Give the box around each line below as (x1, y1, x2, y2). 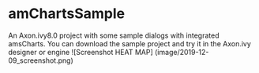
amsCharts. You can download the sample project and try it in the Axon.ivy (8, 38, 251, 48)
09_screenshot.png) (8, 56, 73, 65)
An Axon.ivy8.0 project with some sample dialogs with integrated (8, 31, 220, 40)
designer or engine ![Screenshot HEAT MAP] (8, 47, 154, 57)
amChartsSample (8, 5, 125, 23)
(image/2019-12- (155, 47, 209, 57)
